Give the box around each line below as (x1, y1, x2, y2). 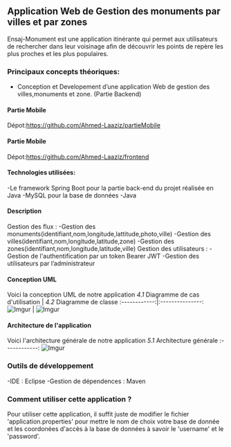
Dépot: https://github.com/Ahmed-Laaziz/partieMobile (7, 121, 161, 130)
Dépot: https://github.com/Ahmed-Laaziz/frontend (7, 152, 149, 161)
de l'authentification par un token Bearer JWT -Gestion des (30, 252, 199, 260)
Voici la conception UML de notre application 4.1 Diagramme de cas (7, 290, 200, 299)
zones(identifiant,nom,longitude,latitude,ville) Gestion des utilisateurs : (7, 244, 208, 252)
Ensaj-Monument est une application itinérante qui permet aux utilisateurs (7, 35, 218, 43)
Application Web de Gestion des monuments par (7, 6, 221, 17)
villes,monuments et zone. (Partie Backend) (17, 90, 142, 98)
